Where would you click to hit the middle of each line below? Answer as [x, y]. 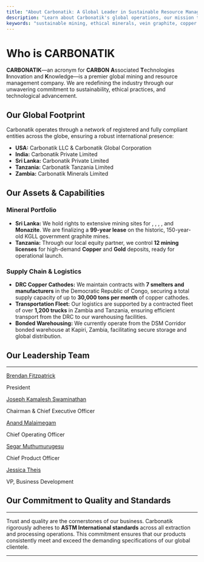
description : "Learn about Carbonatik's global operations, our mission [100, 18]
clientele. [18, 547]
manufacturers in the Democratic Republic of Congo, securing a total [102, 291]
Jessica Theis [24, 470]
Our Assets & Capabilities [56, 193]
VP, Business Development [40, 481]
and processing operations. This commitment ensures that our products [96, 534]
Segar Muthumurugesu [35, 446]
